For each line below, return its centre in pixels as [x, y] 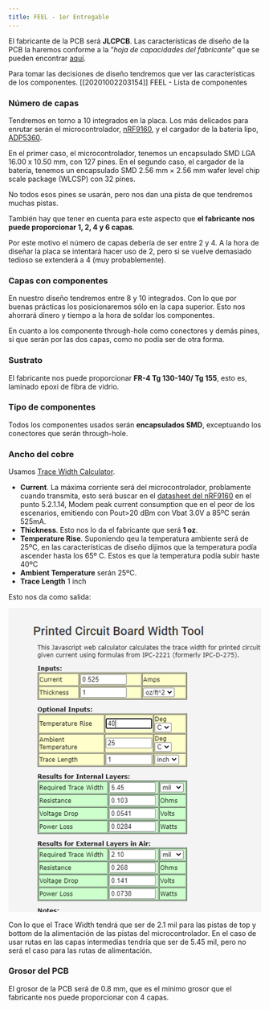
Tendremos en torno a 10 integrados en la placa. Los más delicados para [128, 120]
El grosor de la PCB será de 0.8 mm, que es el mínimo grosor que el [120, 988]
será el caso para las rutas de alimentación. [80, 950]
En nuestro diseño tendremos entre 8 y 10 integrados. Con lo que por [122, 299]
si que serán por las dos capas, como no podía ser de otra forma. [116, 340]
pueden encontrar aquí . [47, 58]
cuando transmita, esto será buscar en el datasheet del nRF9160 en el [135, 496]
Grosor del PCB [39, 971]
